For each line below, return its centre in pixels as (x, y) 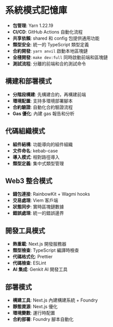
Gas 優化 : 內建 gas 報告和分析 (43, 113)
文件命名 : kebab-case (35, 151)
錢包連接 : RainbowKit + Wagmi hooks (51, 194)
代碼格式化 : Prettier (33, 257)
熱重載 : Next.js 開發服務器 (39, 244)
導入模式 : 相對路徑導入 (36, 157)
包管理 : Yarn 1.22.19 (33, 25)
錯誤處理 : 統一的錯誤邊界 (38, 213)
